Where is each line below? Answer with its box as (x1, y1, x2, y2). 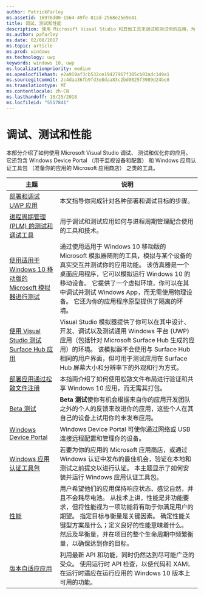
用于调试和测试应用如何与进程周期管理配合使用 (59, 217, 194, 225)
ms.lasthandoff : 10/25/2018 (6, 94, 78, 100)
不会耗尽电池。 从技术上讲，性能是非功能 (66, 493, 183, 502)
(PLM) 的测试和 (9, 222, 53, 230)
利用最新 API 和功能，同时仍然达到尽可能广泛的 (59, 551, 195, 559)
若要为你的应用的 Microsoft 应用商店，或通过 (59, 445, 188, 454)
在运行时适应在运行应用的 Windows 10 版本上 (59, 569, 191, 577)
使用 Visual (9, 326, 41, 335)
